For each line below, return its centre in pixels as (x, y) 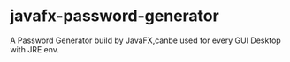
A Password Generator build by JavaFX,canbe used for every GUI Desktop (145, 40)
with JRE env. (35, 49)
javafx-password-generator (114, 16)
